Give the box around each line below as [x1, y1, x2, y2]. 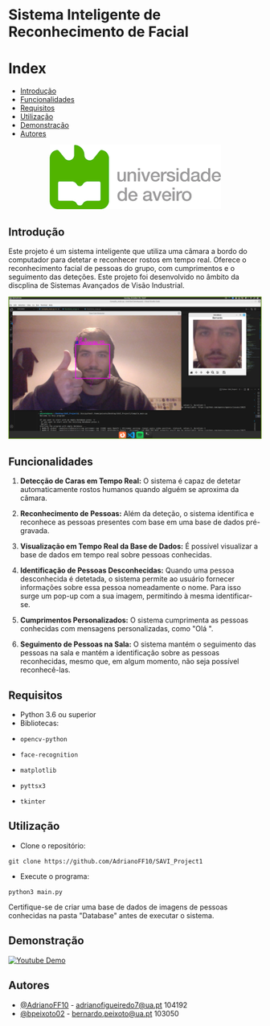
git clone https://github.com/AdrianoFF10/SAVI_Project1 [8, 857, 203, 865]
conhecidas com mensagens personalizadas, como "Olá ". [19, 624, 214, 634]
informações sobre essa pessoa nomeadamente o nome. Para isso [19, 583, 241, 593]
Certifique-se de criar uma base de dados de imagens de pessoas [8, 902, 228, 912]
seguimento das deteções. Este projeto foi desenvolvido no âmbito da [8, 272, 239, 281]
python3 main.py [8, 888, 63, 896]
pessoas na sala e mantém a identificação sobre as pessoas [19, 648, 219, 658]
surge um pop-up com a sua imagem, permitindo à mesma [19, 591, 215, 601]
